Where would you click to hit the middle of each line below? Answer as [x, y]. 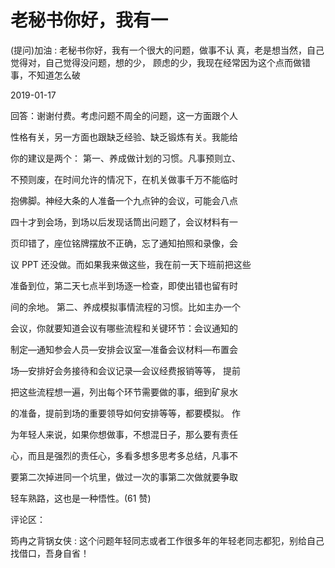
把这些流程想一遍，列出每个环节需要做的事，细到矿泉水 [124, 392]
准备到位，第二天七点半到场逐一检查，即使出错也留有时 [124, 285]
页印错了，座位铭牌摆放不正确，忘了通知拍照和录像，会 [124, 243]
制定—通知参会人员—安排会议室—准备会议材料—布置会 [124, 349]
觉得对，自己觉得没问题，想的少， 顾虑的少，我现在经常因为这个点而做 [156, 62]
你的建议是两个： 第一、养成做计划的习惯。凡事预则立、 [125, 158]
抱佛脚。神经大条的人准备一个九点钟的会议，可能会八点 [124, 200]
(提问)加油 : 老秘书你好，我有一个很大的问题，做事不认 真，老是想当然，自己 [167, 50]
